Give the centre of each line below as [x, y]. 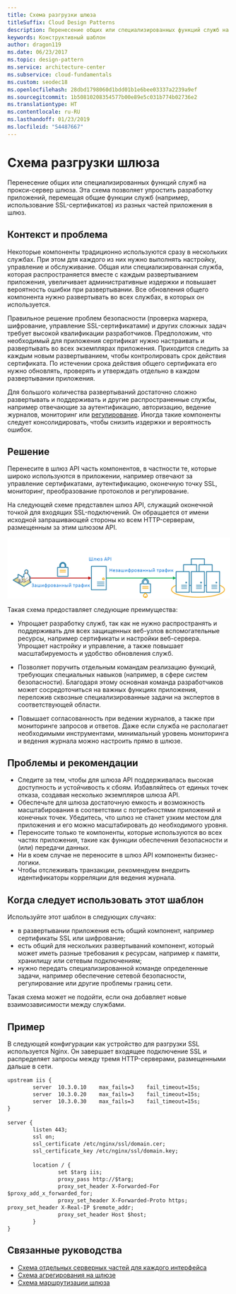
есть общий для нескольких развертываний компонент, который [116, 946]
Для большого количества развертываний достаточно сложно [102, 392]
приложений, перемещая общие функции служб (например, [99, 197]
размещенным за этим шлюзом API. [62, 528]
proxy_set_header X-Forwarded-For [108, 1186]
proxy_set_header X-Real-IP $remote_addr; [71, 1208]
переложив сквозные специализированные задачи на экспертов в [119, 697]
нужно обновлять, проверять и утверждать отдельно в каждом [104, 371]
